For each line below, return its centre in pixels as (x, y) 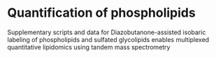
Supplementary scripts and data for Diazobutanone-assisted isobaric (107, 32)
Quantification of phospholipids (101, 13)
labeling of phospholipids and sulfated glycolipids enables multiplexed (108, 39)
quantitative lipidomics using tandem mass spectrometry (89, 47)
